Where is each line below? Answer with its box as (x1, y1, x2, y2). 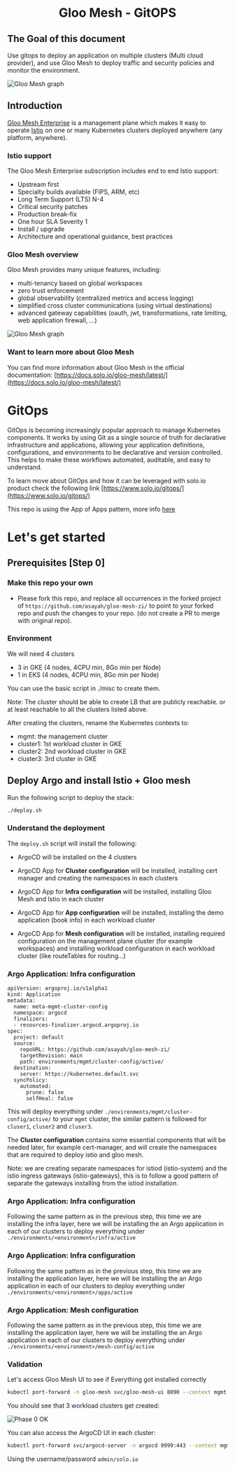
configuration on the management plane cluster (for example (17, 936, 193, 945)
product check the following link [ (7, 484, 104, 492)
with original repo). (17, 616, 72, 625)
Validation (7, 1359, 43, 1369)
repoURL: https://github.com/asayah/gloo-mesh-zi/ (20, 1046, 171, 1053)
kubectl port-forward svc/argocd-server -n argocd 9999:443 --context (7, 1442, 218, 1449)
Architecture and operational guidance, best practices (17, 232, 173, 241)
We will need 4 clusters (7, 649, 75, 658)
